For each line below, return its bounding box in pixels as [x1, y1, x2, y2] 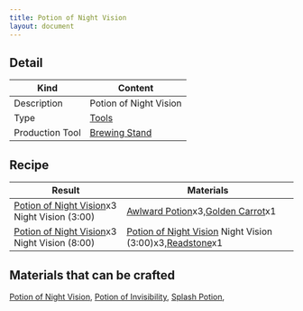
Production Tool [14, 127, 81, 139]
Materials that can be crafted [9, 268, 176, 283]
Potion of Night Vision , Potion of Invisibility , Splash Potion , [9, 291, 225, 302]
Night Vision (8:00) [14, 237, 96, 250]
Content [117, 82, 154, 95]
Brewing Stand [89, 127, 152, 139]
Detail [9, 55, 43, 71]
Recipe [9, 157, 50, 173]
